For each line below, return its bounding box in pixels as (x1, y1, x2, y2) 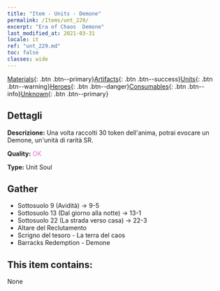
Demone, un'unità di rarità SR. (7, 135, 94, 144)
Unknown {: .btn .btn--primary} (20, 89, 109, 98)
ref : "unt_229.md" (7, 43, 61, 50)
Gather (7, 183, 38, 195)
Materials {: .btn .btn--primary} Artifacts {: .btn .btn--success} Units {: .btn (7, 75, 213, 83)
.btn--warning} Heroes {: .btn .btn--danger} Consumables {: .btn (7, 82, 186, 91)
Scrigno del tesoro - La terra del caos (17, 231, 126, 239)
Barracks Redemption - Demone (17, 239, 110, 247)
